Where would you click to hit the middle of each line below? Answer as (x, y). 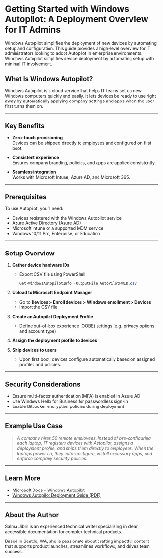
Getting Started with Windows (67, 9)
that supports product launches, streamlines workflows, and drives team (77, 546)
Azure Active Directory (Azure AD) (46, 223)
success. (14, 552)
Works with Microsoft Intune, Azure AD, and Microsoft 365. (71, 177)
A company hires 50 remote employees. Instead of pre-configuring (84, 438)
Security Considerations (43, 384)
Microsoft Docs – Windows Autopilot (49, 490)
